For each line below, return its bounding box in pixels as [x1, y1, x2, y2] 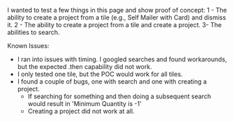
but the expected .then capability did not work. [17, 63, 152, 70]
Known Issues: [7, 42, 50, 49]
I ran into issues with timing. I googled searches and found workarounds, [17, 55, 227, 63]
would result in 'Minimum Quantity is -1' [27, 100, 142, 107]
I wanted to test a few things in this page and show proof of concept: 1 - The [7, 6, 227, 14]
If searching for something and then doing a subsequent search [27, 92, 212, 100]
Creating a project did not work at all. [27, 107, 135, 115]
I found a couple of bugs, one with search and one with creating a [17, 77, 207, 86]
